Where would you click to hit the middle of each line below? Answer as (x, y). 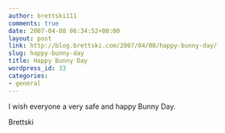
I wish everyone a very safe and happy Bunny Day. (92, 106)
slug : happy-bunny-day (46, 53)
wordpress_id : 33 (37, 69)
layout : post (30, 38)
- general (25, 83)
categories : (28, 76)
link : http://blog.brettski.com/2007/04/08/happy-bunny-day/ (113, 46)
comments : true (34, 23)
